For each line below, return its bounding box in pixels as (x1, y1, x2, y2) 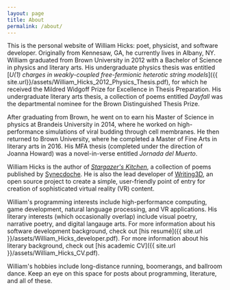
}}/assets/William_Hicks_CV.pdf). (7, 249, 100, 257)
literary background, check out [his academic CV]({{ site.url (7, 241, 176, 250)
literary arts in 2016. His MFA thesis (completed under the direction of (7, 142, 203, 151)
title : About (7, 16, 44, 23)
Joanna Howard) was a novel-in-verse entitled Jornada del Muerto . (7, 149, 198, 158)
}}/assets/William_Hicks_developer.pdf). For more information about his (7, 234, 209, 243)
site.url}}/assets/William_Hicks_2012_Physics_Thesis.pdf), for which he (7, 78, 207, 86)
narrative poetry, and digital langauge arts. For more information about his (7, 220, 216, 228)
